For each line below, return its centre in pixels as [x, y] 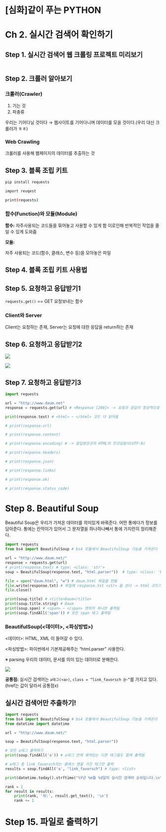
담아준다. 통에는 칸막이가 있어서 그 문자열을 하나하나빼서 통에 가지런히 [72, 529]
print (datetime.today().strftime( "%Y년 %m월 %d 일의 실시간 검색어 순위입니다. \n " [83, 778]
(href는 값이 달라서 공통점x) [32, 685]
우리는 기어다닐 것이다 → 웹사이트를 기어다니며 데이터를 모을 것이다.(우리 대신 [80, 122]
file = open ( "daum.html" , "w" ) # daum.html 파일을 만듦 [61, 581]
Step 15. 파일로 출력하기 [52, 822]
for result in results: [30, 791]
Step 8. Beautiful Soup [52, 508]
